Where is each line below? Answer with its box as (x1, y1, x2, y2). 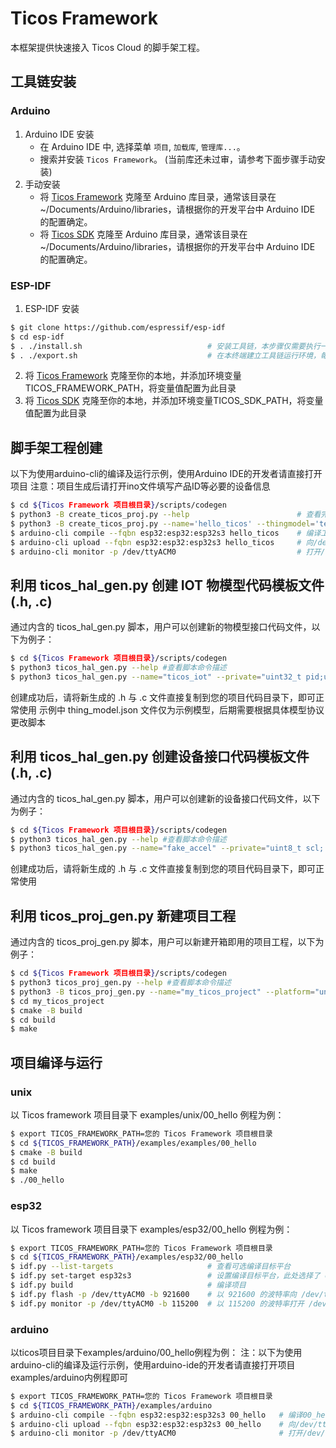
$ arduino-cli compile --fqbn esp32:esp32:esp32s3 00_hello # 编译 (10, 1410, 303, 1420)
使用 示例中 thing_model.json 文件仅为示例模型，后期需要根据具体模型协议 (18, 703, 325, 716)
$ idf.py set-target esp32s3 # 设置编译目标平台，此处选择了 (10, 1271, 321, 1281)
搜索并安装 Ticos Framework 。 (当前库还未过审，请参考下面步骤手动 (39, 153, 317, 165)
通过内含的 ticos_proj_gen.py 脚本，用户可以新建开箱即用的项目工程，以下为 (10, 936, 325, 948)
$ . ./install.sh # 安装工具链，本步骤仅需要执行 (10, 341, 321, 351)
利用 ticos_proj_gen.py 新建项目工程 (10, 907, 237, 924)
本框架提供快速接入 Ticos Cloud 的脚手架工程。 (10, 41, 205, 53)
